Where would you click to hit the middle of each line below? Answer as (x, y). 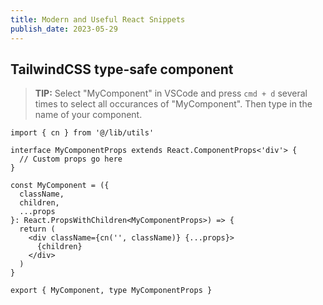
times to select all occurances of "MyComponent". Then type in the (173, 104)
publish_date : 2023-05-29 (64, 29)
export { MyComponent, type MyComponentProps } (111, 291)
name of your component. (88, 115)
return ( (37, 229)
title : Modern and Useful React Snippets (98, 19)
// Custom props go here (71, 159)
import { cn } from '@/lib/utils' (82, 133)
